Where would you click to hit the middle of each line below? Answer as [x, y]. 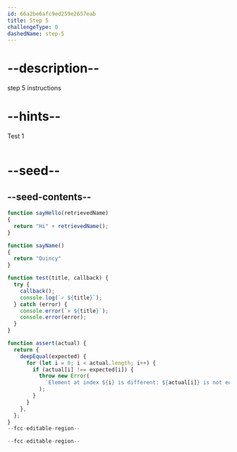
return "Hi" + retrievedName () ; [61, 226]
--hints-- [34, 117]
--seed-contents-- [49, 197]
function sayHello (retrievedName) [58, 213]
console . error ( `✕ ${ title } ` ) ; [65, 311]
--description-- [54, 69]
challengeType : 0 [33, 27]
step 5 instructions [34, 88]
